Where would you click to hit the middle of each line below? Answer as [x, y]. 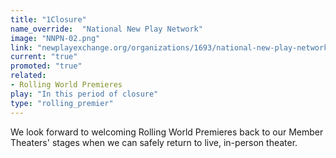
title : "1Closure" [48, 19]
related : [28, 76]
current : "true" [44, 57]
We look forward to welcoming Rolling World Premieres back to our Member [167, 132]
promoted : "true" [46, 66]
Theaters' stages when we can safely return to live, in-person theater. [154, 142]
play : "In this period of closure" [84, 94]
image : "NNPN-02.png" [55, 38]
